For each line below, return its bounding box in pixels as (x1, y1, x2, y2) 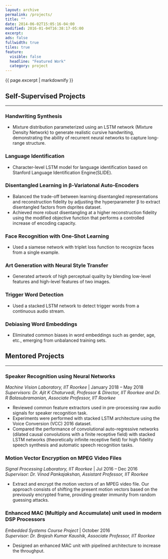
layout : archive (5, 7, 39, 13)
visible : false (9, 54, 41, 59)
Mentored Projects (5, 352, 64, 360)
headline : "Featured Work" (9, 59, 66, 64)
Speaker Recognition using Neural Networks (5, 372, 115, 380)
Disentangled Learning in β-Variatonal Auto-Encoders (5, 182, 139, 189)
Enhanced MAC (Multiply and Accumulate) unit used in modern (5, 510, 161, 517)
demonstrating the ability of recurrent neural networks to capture (12, 135, 146, 141)
